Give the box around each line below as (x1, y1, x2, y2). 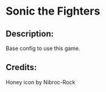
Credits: (5, 62, 37, 73)
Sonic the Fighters (5, 4, 101, 18)
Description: (5, 29, 54, 39)
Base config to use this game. (5, 44, 80, 52)
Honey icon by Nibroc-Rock (5, 78, 76, 86)
